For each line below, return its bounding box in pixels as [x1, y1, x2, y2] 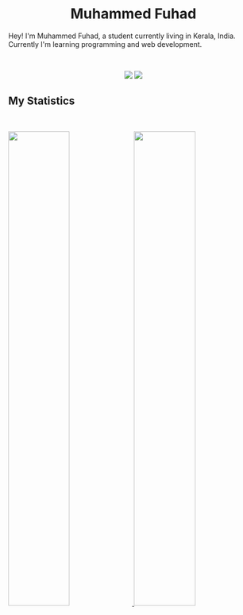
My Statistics [8, 95, 75, 108]
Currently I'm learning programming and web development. [8, 39, 202, 48]
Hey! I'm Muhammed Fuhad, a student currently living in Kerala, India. [8, 31, 236, 41]
